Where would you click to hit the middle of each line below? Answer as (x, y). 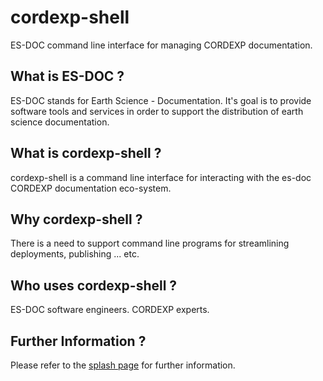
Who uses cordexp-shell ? (94, 285)
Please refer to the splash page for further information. (123, 365)
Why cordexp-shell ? (76, 219)
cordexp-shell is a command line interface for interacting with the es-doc (161, 177)
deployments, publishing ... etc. (75, 254)
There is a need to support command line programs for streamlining (150, 243)
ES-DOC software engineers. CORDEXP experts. (110, 310)
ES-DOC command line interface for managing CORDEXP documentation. (161, 45)
